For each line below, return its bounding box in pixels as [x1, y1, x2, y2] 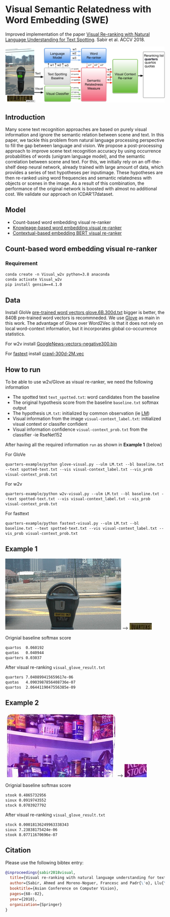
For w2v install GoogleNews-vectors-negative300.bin [5, 341, 117, 347]
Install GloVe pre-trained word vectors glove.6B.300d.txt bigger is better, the [5, 310, 165, 316]
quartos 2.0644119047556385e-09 [5, 685, 76, 690]
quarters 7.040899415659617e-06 [5, 674, 73, 680]
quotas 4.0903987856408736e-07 [5, 680, 76, 685]
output [12, 405, 27, 411]
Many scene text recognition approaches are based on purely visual [5, 126, 147, 132]
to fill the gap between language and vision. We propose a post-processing [5, 142, 162, 148]
